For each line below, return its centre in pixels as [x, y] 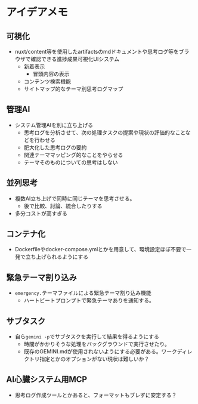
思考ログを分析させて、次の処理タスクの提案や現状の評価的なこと [105, 132]
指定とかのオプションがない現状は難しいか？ [95, 359]
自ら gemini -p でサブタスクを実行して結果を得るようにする [87, 337]
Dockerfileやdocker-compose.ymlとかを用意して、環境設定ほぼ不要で [100, 249]
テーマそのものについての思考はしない [71, 162]
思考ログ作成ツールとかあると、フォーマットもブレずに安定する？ [96, 395]
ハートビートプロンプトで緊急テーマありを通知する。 [89, 300]
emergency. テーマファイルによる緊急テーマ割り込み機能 [83, 293]
